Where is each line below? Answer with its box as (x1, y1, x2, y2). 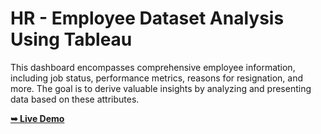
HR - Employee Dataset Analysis (10, 7, 285, 30)
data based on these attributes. (10, 93, 140, 105)
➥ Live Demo (10, 112, 65, 124)
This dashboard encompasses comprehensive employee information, (10, 61, 296, 73)
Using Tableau (10, 28, 133, 51)
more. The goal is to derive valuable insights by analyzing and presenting (10, 82, 312, 94)
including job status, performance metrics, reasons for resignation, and (10, 72, 304, 84)
